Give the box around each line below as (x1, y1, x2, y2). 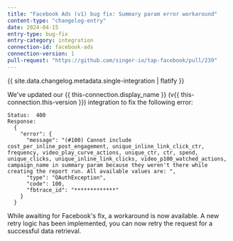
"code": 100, (26, 180, 65, 188)
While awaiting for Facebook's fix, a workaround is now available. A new (7, 211, 220, 220)
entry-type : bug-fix (7, 30, 69, 38)
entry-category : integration (7, 37, 94, 44)
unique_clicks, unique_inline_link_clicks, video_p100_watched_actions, (7, 155, 227, 163)
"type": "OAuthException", (26, 174, 107, 181)
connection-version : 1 (7, 51, 75, 58)
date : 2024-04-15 (7, 24, 59, 31)
